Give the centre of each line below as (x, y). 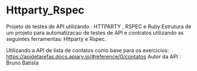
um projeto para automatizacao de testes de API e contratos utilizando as (95, 32)
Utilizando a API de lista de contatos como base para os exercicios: (88, 50)
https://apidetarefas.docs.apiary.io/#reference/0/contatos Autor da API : (94, 56)
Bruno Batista (23, 63)
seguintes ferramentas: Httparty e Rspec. (56, 39)
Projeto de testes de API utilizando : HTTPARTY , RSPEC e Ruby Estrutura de (99, 26)
